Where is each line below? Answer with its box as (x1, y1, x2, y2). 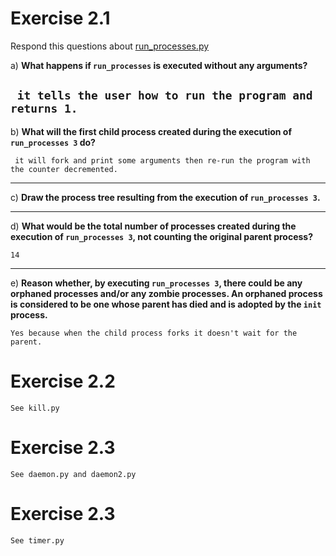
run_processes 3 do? (10, 136, 96, 148)
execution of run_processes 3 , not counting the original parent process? (10, 230, 314, 242)
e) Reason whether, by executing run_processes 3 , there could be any (10, 277, 303, 289)
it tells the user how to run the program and (16, 88, 313, 103)
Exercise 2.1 (10, 7, 111, 30)
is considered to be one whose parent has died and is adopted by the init (10, 298, 322, 310)
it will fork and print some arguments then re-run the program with (14, 155, 311, 166)
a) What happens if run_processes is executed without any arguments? (10, 59, 308, 71)
